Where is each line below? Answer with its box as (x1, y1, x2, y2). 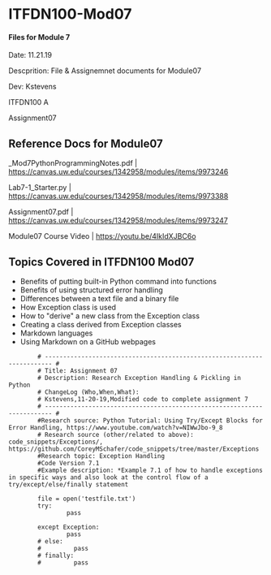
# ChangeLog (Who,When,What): (37, 388, 140, 396)
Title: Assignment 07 (44, 367, 118, 375)
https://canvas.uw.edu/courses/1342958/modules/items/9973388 (8, 192, 229, 201)
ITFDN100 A (8, 97, 49, 107)
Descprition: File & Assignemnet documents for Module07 (8, 66, 201, 76)
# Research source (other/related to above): (37, 431, 195, 439)
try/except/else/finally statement (8, 481, 129, 489)
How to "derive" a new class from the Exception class (19, 311, 200, 321)
